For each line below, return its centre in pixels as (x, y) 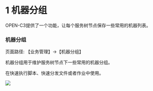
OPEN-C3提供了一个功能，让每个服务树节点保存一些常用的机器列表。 (78, 25)
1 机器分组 (26, 10)
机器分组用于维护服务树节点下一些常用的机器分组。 (59, 62)
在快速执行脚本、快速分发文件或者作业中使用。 (54, 73)
